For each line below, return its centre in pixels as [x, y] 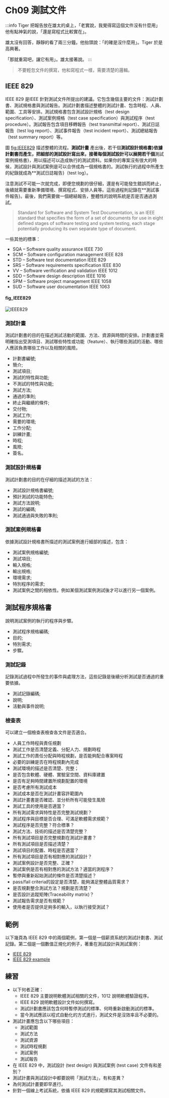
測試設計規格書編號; [33, 490]
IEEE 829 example [31, 959]
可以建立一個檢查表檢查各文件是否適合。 [47, 732]
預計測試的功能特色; [33, 496]
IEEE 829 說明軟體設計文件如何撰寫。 [59, 1002]
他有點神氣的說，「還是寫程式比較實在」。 [47, 31]
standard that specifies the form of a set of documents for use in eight [90, 218]
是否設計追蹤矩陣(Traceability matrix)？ [53, 894]
